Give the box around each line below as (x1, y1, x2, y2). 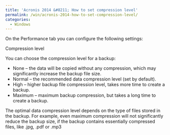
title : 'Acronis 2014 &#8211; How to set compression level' (5, 7, 138, 13)
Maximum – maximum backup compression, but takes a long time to (12, 92, 156, 98)
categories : (5, 17, 31, 22)
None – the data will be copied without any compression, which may (12, 65, 157, 71)
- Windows (10, 21, 31, 27)
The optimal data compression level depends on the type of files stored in (5, 107, 161, 114)
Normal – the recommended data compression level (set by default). (12, 76, 157, 82)
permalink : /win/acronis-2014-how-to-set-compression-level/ (5, 12, 138, 17)
